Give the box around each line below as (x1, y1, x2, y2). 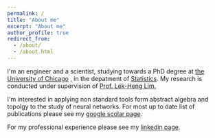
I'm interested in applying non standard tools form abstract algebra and (7, 95, 209, 103)
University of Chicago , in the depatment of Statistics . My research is (7, 74, 203, 82)
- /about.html (13, 49, 54, 56)
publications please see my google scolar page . (7, 109, 143, 117)
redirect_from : (7, 36, 51, 43)
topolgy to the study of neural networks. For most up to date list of (7, 102, 195, 111)
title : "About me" (7, 16, 60, 23)
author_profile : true (7, 29, 69, 36)
